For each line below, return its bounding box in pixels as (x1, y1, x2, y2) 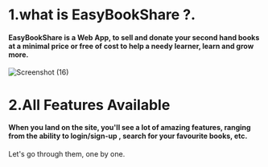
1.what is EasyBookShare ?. (8, 6, 196, 24)
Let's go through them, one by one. (8, 149, 126, 158)
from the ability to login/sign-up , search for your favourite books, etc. (8, 131, 248, 141)
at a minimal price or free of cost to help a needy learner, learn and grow (8, 41, 254, 51)
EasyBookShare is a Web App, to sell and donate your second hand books (8, 32, 260, 42)
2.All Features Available (8, 96, 171, 114)
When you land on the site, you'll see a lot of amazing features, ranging (8, 123, 251, 132)
